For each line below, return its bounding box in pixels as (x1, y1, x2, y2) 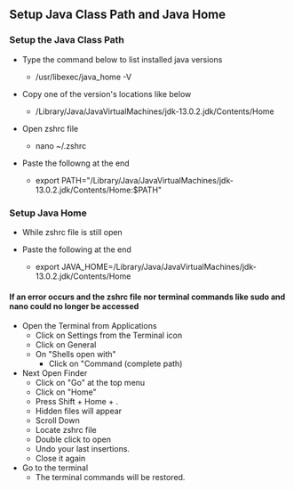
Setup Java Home (9, 207, 87, 219)
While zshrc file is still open (21, 226, 123, 237)
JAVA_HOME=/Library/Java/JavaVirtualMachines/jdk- (61, 261, 258, 272)
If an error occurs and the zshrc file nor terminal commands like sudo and (9, 291, 286, 302)
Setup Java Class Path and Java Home (9, 7, 226, 22)
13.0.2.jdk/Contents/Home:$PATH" (35, 184, 163, 195)
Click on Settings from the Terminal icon (35, 330, 183, 341)
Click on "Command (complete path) (48, 358, 183, 369)
